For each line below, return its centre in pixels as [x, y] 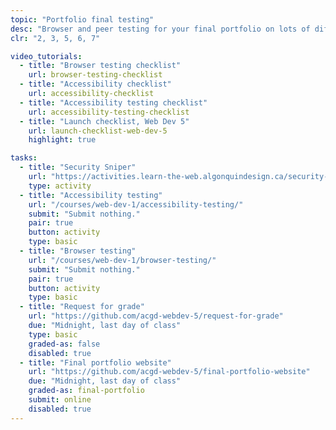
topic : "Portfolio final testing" [82, 19]
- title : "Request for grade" [82, 307]
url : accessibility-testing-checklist [109, 112]
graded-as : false [64, 344]
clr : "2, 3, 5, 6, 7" [55, 38]
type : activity [60, 186]
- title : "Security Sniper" [78, 167]
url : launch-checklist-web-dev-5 [98, 131]
